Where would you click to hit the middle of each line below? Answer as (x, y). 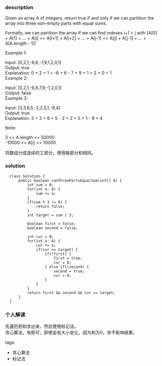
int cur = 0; (40, 237)
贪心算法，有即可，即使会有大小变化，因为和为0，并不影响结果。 (71, 332)
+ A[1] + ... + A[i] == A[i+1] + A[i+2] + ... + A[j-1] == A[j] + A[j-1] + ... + (76, 38)
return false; (50, 206)
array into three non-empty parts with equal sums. (56, 23)
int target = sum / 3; (50, 215)
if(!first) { (58, 254)
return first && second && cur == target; (71, 293)
